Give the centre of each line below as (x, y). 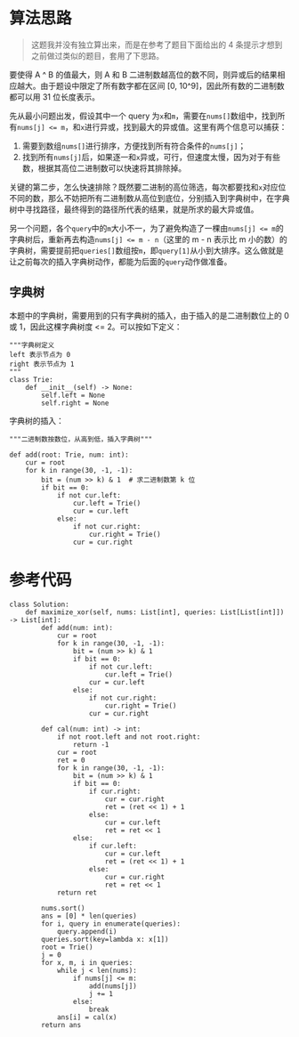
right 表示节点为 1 (42, 364)
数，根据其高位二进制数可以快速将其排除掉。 (104, 168)
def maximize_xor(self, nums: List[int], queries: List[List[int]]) (155, 612)
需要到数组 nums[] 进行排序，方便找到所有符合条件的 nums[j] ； (134, 146)
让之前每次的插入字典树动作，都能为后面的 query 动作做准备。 (121, 261)
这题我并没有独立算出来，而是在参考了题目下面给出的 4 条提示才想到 (157, 45)
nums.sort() (64, 908)
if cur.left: (113, 846)
